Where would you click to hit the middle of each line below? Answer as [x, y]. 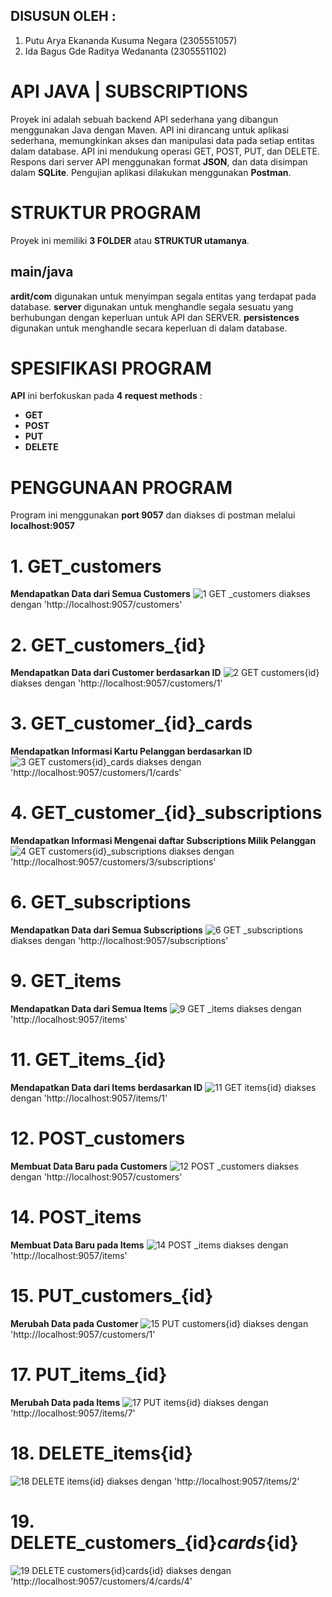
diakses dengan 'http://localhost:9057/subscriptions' [119, 941]
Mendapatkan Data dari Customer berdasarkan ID [116, 673]
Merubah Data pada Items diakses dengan [139, 1402]
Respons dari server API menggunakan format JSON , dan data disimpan [159, 161]
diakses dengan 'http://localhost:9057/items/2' [203, 1481]
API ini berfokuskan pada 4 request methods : [106, 396]
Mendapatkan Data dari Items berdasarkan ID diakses [163, 1087]
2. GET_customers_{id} [108, 645]
